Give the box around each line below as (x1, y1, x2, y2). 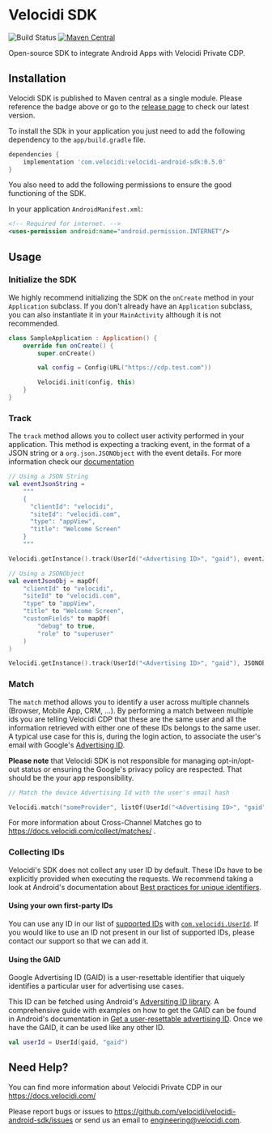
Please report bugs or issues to (8, 1106, 113, 1116)
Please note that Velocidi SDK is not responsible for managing (8, 756, 216, 765)
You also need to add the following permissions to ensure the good (8, 180, 232, 190)
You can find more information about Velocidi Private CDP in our (8, 1082, 223, 1092)
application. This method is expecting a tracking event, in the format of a (8, 440, 251, 449)
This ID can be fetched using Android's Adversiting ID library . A (8, 997, 219, 1007)
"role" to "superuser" (37, 629, 114, 637)
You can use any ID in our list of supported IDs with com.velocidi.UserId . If (8, 918, 259, 928)
